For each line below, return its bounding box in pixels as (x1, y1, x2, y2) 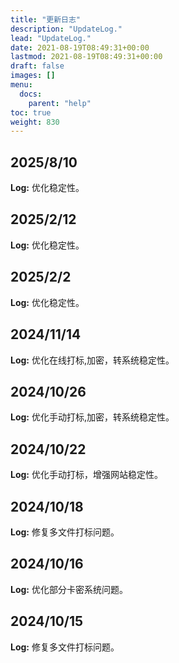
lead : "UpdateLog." (10, 33, 92, 43)
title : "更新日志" (10, 14, 82, 25)
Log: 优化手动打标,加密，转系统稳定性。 (10, 411, 175, 423)
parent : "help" (28, 98, 92, 108)
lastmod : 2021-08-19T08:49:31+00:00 (10, 52, 163, 62)
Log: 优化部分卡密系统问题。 (10, 583, 128, 595)
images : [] (10, 71, 56, 81)
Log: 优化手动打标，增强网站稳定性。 (10, 469, 163, 481)
